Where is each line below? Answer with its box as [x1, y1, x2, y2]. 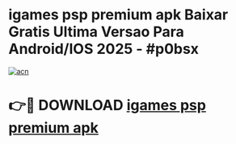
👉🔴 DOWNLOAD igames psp [8, 97, 206, 114]
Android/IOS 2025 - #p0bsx [8, 40, 200, 58]
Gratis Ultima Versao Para [8, 23, 184, 41]
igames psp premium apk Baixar [8, 6, 229, 24]
